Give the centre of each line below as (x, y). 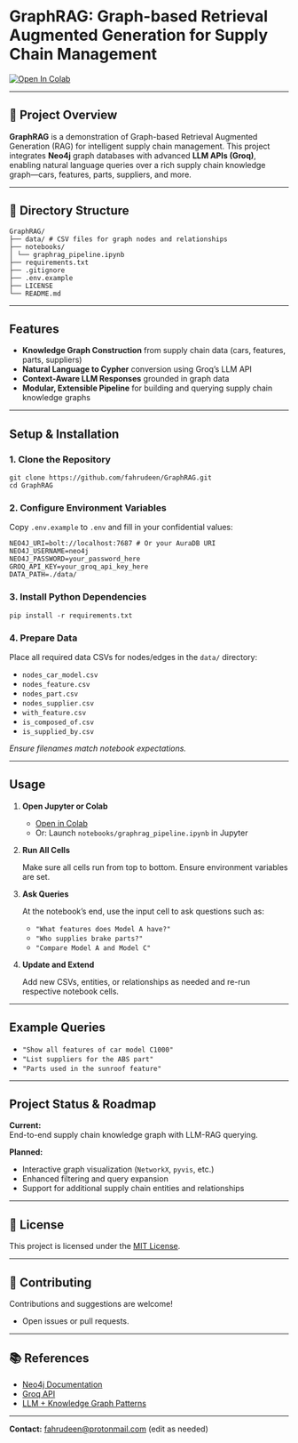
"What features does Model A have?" (103, 929)
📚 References (49, 1358)
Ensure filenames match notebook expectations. (98, 748)
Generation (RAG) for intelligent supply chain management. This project (140, 146)
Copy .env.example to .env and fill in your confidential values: (121, 528)
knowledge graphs (56, 398)
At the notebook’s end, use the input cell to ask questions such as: (143, 911)
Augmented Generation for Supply (139, 35)
